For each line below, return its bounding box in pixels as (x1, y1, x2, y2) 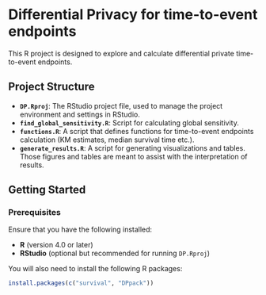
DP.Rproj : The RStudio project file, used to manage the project (19, 101, 223, 110)
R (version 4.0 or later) (19, 240, 93, 250)
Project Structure (8, 80, 95, 94)
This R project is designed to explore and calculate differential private (8, 48, 235, 58)
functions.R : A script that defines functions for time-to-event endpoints (19, 126, 254, 136)
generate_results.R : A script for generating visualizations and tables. (19, 143, 245, 152)
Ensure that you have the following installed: (8, 224, 153, 235)
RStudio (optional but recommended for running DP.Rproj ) (19, 248, 211, 259)
